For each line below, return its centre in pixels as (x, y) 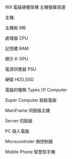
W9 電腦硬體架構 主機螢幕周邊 (35, 7)
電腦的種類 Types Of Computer (36, 90)
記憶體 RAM (17, 48)
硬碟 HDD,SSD (19, 79)
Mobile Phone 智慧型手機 (30, 152)
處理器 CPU (17, 38)
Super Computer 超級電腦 (31, 100)
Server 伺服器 (19, 121)
